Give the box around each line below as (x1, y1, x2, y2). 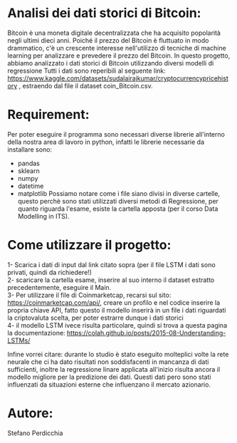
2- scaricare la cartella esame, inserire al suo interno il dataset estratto (7, 276, 215, 284)
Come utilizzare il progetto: (7, 237, 172, 254)
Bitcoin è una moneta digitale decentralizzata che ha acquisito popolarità (7, 28, 221, 37)
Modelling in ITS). (17, 212, 70, 220)
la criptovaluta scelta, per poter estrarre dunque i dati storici (7, 313, 184, 322)
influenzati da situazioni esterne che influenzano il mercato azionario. (7, 380, 211, 389)
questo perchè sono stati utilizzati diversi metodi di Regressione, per (17, 197, 219, 205)
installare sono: (7, 145, 52, 154)
